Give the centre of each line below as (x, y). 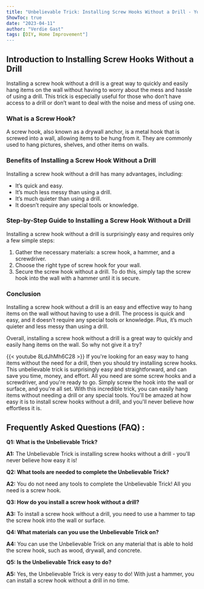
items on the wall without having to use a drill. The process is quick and (96, 313)
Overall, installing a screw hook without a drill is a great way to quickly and (100, 338)
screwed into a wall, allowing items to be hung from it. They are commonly (99, 138)
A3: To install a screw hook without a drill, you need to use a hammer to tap (101, 514)
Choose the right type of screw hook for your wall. (78, 265)
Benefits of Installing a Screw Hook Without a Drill (81, 161)
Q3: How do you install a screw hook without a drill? (73, 502)
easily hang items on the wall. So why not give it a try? (74, 345)
